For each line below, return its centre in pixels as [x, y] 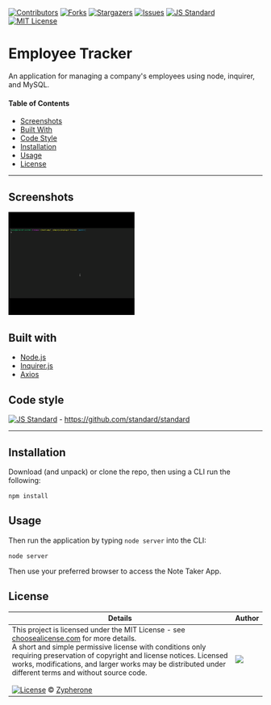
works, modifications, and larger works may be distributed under [119, 664]
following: [25, 480]
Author [247, 619]
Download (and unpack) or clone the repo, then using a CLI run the [120, 472]
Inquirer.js [37, 366]
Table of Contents [39, 103]
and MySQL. [29, 84]
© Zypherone [70, 690]
